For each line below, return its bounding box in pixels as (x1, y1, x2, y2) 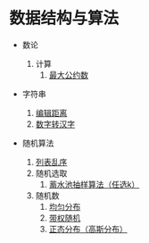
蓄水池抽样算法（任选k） (48, 179, 140, 189)
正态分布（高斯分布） (48, 223, 128, 234)
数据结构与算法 (9, 8, 120, 29)
